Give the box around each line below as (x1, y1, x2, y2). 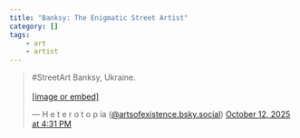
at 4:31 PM (31, 119, 73, 130)
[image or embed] (31, 92, 100, 103)
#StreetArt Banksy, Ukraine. (31, 72, 136, 83)
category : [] (9, 22, 59, 31)
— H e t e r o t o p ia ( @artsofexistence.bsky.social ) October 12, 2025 (31, 109, 291, 120)
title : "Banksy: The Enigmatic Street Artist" (9, 13, 189, 23)
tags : (9, 30, 30, 39)
